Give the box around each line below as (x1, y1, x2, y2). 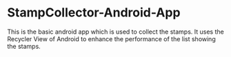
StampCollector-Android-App (7, 5, 181, 21)
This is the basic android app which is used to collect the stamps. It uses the (7, 27, 224, 36)
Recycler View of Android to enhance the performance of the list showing (7, 34, 216, 43)
